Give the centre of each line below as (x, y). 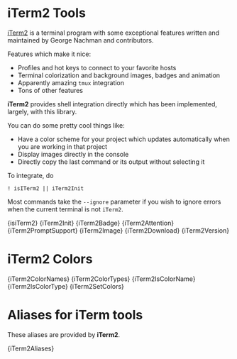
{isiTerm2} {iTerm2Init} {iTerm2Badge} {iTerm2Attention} (91, 223)
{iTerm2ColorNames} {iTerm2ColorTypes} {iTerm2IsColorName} (101, 279)
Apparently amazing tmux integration (71, 82)
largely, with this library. (42, 111)
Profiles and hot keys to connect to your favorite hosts (97, 67)
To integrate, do (31, 175)
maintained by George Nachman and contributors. (81, 40)
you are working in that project (62, 146)
